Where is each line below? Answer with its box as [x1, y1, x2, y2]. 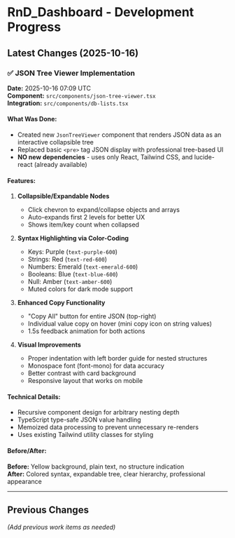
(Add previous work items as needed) [7, 523, 116, 531]
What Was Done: [7, 115, 57, 123]
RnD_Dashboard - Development [7, 4, 194, 20]
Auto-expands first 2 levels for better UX [27, 213, 145, 222]
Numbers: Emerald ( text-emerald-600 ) [27, 262, 138, 271]
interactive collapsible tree [17, 138, 94, 147]
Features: [7, 176, 36, 184]
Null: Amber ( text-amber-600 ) [27, 278, 113, 286]
